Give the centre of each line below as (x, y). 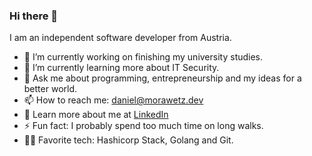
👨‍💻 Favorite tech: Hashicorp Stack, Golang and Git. (128, 140)
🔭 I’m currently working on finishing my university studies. (143, 57)
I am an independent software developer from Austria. (120, 38)
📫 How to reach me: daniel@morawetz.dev (113, 100)
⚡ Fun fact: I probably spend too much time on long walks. (143, 126)
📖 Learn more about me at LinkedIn (96, 115)
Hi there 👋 (34, 16)
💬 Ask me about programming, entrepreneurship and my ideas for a (162, 78)
